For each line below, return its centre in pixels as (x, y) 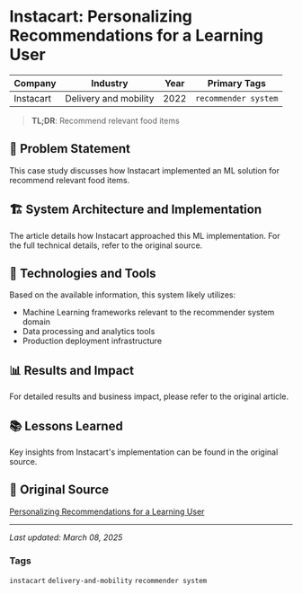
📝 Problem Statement (70, 149)
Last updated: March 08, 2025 (66, 537)
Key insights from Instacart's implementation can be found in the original (144, 452)
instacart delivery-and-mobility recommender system (108, 581)
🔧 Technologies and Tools (83, 273)
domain (36, 322)
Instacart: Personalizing (101, 17)
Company (35, 83)
